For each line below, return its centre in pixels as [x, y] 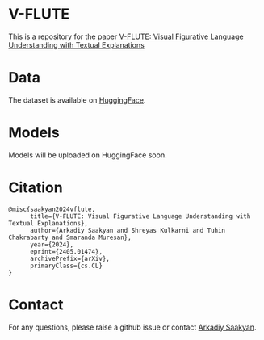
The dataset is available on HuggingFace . [77, 100]
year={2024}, [52, 244]
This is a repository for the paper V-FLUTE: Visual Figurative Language [126, 36]
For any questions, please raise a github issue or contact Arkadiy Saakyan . [132, 327]
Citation [36, 187]
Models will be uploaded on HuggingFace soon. [88, 155]
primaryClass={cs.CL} [66, 266]
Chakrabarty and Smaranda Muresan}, [70, 237]
